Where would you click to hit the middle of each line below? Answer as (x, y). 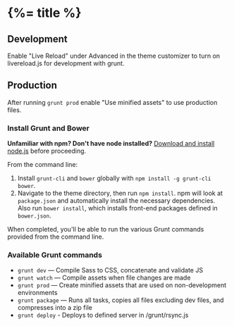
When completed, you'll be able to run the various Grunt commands (106, 230)
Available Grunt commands (55, 255)
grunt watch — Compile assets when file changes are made (104, 278)
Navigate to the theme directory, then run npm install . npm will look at (120, 193)
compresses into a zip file (55, 308)
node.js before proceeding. (47, 151)
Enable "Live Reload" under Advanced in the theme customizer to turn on (114, 56)
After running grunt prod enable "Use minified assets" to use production (112, 102)
